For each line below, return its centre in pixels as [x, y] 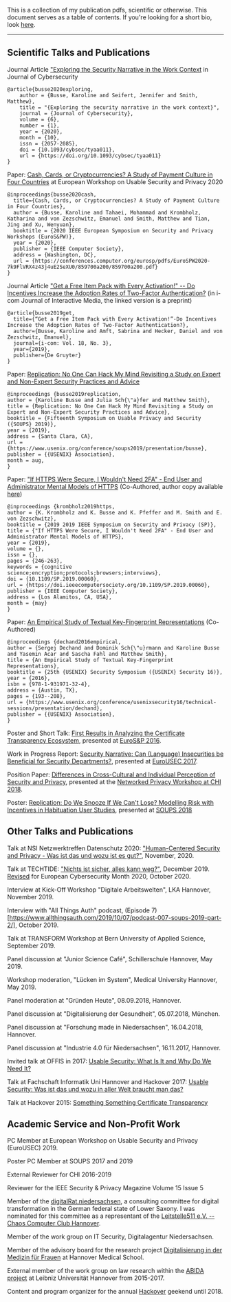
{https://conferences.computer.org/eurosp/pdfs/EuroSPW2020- [121, 261]
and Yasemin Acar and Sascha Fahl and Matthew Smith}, [87, 654]
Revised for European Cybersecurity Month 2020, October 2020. [99, 876]
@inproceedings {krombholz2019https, [61, 506]
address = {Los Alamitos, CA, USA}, [59, 597]
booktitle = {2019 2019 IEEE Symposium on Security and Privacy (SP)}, [112, 524]
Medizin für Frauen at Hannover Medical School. [76, 1257]
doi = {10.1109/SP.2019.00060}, [53, 579]
